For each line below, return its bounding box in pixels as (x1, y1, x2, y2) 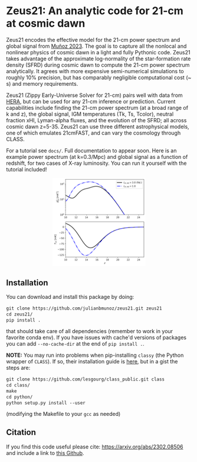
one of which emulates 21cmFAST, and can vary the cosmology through (6, 129, 181, 136)
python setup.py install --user (6, 400, 86, 406)
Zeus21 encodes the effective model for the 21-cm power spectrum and (6, 36, 180, 43)
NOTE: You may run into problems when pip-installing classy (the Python (6, 352, 184, 359)
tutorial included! (6, 165, 47, 173)
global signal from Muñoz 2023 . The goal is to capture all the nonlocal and (6, 43, 187, 50)
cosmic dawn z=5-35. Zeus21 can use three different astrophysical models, (6, 123, 190, 130)
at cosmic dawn (6, 17, 86, 30)
